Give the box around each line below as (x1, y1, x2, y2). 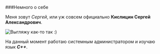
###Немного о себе (5, 4, 49, 10)
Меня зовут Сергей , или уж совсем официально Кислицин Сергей (5, 14, 151, 19)
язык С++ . (5, 44, 28, 49)
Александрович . (5, 19, 43, 25)
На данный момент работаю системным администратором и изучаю (5, 38, 155, 44)
